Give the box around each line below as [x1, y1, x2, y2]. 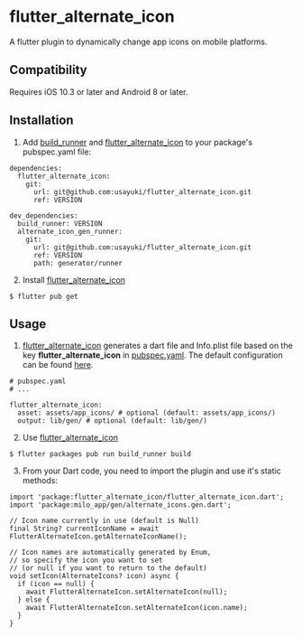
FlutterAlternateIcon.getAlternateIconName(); [9, 532, 188, 541]
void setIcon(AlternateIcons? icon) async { [9, 572, 179, 581]
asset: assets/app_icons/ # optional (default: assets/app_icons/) [17, 408, 277, 417]
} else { [17, 595, 50, 604]
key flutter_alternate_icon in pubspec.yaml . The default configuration [22, 350, 283, 360]
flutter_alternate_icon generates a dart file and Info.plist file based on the [22, 341, 293, 351]
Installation [9, 113, 74, 128]
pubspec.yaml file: [22, 146, 92, 157]
